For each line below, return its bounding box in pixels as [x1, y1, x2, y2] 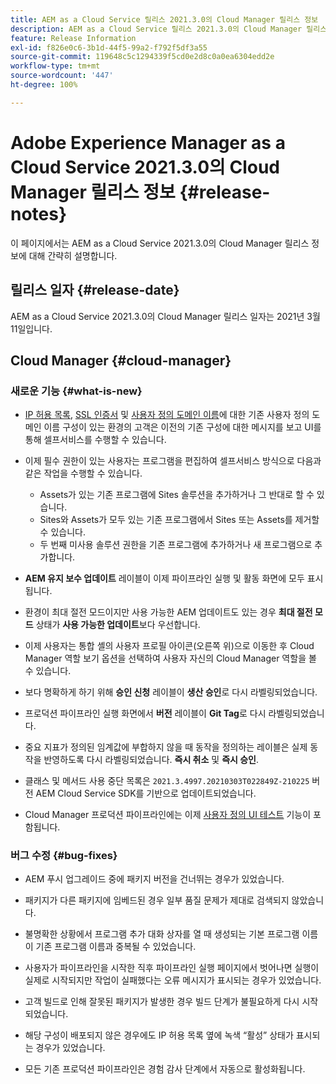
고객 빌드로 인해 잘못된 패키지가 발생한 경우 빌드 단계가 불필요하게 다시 [24, 996, 300, 1008]
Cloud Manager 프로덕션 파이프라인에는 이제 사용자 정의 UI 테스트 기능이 [24, 809, 312, 821]
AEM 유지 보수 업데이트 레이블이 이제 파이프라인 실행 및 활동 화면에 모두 [24, 572, 305, 585]
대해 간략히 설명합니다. [28, 249, 118, 261]
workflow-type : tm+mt [10, 61, 101, 71]
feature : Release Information [10, 33, 137, 43]
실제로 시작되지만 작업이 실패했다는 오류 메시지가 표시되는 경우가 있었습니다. [24, 974, 322, 986]
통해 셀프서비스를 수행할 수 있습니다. [24, 434, 167, 446]
